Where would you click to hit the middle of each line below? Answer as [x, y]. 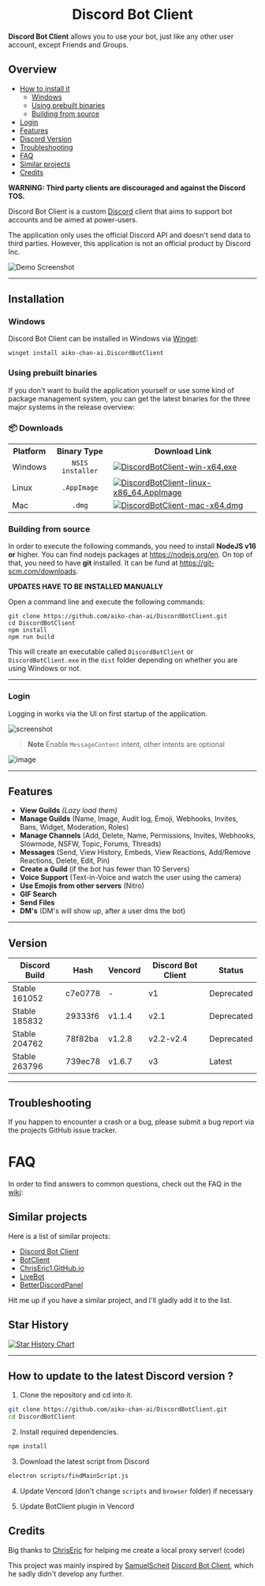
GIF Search [38, 894]
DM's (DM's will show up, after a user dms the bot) [103, 911]
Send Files [37, 903]
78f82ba [82, 1039]
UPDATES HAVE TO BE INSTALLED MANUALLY [86, 587]
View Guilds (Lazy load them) [69, 811]
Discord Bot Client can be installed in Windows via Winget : [103, 339]
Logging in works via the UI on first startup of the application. [108, 713]
